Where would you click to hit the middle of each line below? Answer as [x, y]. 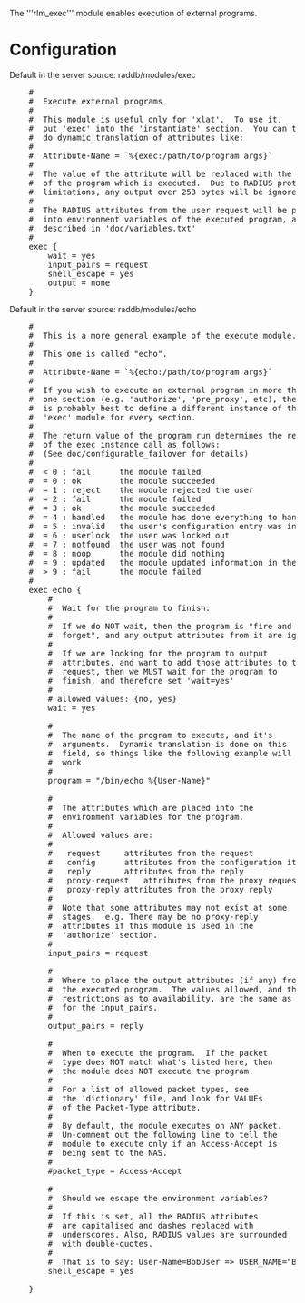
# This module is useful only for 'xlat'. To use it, [156, 119]
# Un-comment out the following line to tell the [163, 1135]
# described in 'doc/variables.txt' [113, 228]
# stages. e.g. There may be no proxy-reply [153, 917]
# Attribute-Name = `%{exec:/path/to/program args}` [151, 155]
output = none [79, 282]
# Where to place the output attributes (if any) [163, 980]
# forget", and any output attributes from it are [165, 635]
